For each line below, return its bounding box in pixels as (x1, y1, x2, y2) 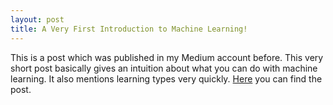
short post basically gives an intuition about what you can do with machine (10, 62, 318, 74)
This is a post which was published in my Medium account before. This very (10, 51, 324, 63)
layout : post (10, 14, 65, 25)
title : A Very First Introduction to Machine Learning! (10, 24, 248, 34)
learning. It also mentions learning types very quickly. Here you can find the (10, 72, 323, 85)
